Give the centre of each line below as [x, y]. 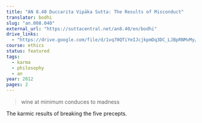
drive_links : [23, 34]
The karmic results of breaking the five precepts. [67, 113]
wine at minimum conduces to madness [70, 102]
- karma [21, 62]
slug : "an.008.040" [31, 23]
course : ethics [25, 46]
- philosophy [28, 68]
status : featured [28, 51]
